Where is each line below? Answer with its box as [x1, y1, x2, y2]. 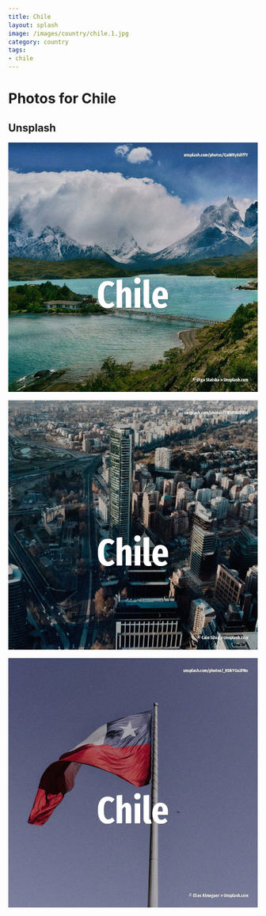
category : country [8, 38, 69, 46]
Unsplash [8, 121, 57, 135]
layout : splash [8, 21, 59, 29]
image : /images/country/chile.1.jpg [8, 29, 129, 37]
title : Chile [8, 13, 51, 21]
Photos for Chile [8, 89, 116, 108]
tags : [8, 46, 26, 55]
